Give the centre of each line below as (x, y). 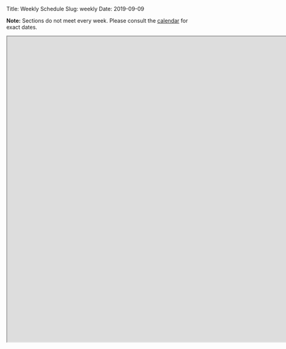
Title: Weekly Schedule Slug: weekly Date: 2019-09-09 (75, 9)
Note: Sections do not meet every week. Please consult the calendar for (97, 20)
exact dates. (22, 27)
